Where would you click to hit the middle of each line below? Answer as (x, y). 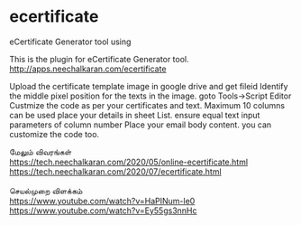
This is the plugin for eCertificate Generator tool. (99, 59)
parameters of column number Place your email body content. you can (141, 125)
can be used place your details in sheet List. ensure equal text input (135, 115)
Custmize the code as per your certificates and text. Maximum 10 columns (147, 105)
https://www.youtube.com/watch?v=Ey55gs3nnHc (103, 211)
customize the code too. (55, 134)
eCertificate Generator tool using (70, 42)
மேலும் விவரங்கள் (41, 152)
